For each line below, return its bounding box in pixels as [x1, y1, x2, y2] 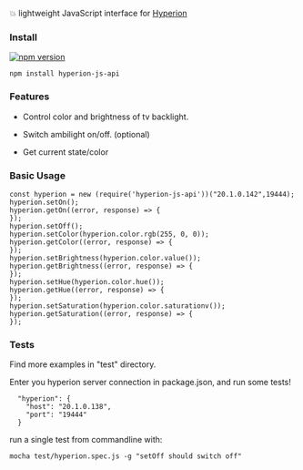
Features [9, 90, 50, 103]
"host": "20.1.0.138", [25, 403, 112, 412]
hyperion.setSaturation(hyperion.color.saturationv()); [9, 301, 226, 311]
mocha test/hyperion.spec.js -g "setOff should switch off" [9, 452, 243, 461]
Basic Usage [9, 169, 66, 181]
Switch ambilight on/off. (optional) [22, 128, 150, 139]
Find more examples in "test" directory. [9, 359, 157, 370]
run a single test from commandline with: [9, 434, 163, 445]
